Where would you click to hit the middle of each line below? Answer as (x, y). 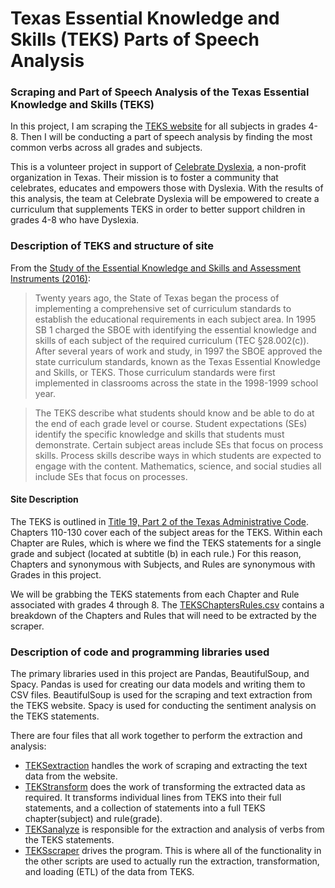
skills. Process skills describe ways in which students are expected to (178, 455)
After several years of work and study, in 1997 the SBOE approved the (178, 351)
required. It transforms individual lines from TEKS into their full (153, 798)
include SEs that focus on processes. (111, 476)
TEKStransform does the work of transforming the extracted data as (165, 787)
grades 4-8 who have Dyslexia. (75, 220)
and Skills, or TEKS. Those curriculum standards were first (155, 372)
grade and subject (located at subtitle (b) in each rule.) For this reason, (156, 553)
